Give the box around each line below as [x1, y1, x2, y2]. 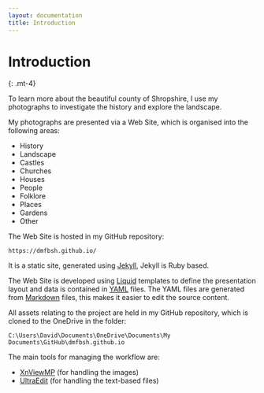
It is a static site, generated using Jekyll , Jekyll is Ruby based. [8, 261, 210, 270]
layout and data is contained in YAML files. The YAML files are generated [8, 284, 245, 294]
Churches [19, 166, 52, 176]
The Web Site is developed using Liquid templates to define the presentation [8, 276, 256, 286]
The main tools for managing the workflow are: [8, 352, 160, 362]
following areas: [8, 126, 61, 135]
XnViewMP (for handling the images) [19, 368, 139, 377]
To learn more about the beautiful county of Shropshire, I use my [8, 94, 218, 103]
